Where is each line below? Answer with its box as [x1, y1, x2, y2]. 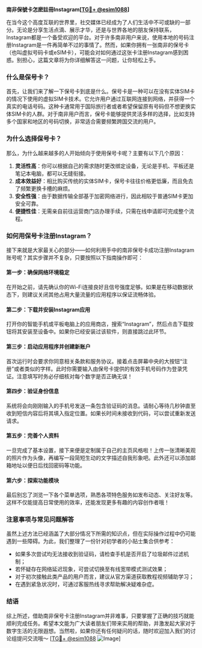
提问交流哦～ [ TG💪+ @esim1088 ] [16, 635, 121, 642]
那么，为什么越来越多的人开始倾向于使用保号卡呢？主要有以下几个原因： [6, 149, 185, 156]
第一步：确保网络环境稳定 [6, 268, 70, 276]
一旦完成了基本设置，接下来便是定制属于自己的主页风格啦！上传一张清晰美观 [6, 446, 196, 454]
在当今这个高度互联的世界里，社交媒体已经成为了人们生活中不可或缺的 [6, 19, 180, 26]
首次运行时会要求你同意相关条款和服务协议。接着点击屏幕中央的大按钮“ [6, 357, 183, 364]
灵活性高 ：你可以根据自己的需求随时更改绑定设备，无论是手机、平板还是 [14, 162, 194, 170]
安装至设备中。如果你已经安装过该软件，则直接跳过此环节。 [22, 328, 170, 335]
